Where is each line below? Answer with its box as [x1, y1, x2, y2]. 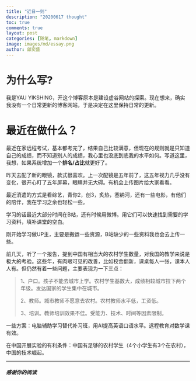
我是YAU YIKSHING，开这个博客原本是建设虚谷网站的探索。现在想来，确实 [6, 94, 185, 101]
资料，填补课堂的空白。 [10, 218, 68, 225]
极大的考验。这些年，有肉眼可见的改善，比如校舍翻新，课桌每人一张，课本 [6, 258, 185, 265]
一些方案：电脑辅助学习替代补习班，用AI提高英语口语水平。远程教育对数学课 [6, 322, 190, 329]
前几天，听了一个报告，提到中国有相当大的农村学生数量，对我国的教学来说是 [6, 250, 190, 257]
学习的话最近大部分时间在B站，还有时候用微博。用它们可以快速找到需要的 [6, 211, 184, 218]
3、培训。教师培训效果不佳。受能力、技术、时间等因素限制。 [20, 309, 167, 316]
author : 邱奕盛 [6, 47, 40, 53]
